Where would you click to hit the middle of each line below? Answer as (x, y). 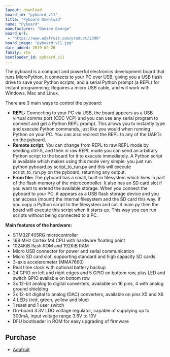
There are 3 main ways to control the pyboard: (54, 103)
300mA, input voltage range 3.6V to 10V (55, 316)
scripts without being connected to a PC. (55, 215)
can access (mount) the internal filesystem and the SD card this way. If (87, 199)
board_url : (17, 34)
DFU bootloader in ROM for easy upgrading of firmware (71, 321)
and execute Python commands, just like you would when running (81, 129)
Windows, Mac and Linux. (32, 93)
